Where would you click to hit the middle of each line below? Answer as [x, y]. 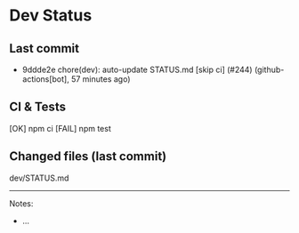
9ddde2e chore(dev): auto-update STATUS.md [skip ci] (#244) [137, 69]
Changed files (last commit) [88, 157]
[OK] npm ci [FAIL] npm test [60, 128]
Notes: [21, 203]
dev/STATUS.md [39, 178]
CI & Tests [38, 107]
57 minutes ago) [101, 79]
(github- [269, 69]
